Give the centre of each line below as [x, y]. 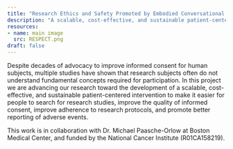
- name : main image [35, 33]
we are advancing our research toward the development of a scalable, [107, 88]
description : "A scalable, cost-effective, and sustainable [96, 20]
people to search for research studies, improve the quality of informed [107, 102]
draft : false [26, 46]
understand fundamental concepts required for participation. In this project [114, 80]
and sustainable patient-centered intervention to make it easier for [130, 95]
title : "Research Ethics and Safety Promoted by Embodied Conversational [116, 14]
